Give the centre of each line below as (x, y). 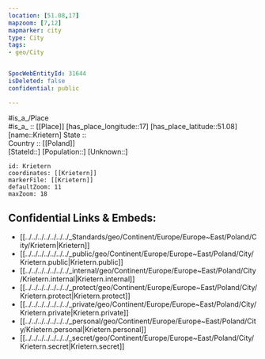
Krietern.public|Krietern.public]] (72, 262)
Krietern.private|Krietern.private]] (74, 313)
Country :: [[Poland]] (42, 143)
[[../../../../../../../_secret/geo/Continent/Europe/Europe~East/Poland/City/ (137, 338)
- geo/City (26, 52)
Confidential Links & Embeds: (82, 218)
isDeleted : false (37, 81)
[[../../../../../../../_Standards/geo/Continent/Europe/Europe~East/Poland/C (138, 237)
